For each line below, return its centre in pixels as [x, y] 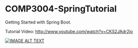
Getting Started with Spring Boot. [38, 22]
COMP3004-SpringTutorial [61, 9]
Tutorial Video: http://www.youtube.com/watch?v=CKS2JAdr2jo [69, 31]
